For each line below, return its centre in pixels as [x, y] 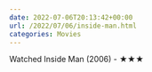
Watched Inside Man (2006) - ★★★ [76, 60]
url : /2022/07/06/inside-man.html [73, 26]
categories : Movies [45, 34]
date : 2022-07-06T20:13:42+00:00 [71, 17]
